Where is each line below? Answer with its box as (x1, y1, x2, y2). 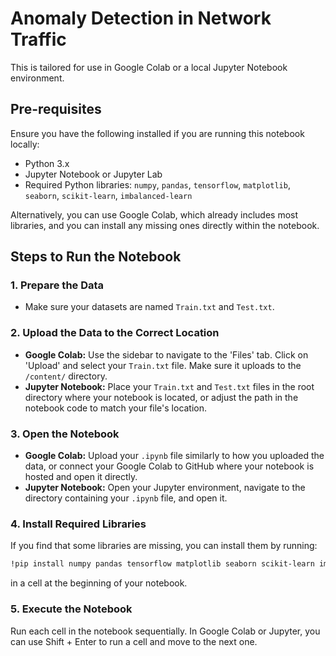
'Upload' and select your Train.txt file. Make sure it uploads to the (24, 359, 302, 371)
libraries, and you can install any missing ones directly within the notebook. (10, 219, 320, 231)
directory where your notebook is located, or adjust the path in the (24, 391, 299, 403)
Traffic (10, 28, 67, 51)
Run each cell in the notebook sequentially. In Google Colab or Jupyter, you (10, 625, 321, 637)
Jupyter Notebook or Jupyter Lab (24, 168, 163, 180)
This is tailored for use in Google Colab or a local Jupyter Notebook (10, 61, 288, 73)
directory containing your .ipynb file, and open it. (24, 492, 228, 504)
